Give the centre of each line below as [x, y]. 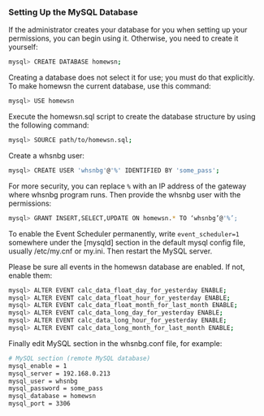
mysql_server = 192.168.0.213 [60, 373]
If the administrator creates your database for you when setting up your [128, 30]
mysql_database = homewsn [52, 396]
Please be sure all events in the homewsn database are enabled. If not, [127, 266]
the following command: [49, 125]
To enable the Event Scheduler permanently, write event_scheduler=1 [124, 233]
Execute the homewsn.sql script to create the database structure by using [132, 117]
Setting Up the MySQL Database [73, 12]
